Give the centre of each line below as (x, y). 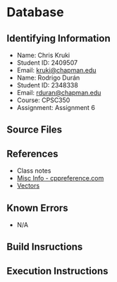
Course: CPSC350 (43, 100)
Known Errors (37, 208)
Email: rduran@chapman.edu (59, 93)
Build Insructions (45, 247)
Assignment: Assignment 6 (56, 108)
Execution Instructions (57, 271)
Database (35, 12)
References (32, 153)
